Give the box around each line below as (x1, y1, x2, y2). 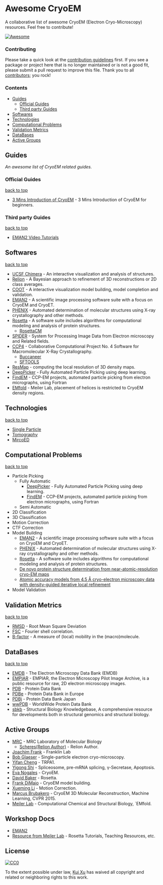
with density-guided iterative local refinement (19, 582, 111, 588)
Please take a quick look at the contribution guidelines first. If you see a (5, 57, 148, 63)
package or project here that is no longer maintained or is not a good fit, (5, 62, 149, 68)
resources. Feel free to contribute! (5, 24, 73, 30)
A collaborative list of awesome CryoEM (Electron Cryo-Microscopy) (5, 19, 143, 25)
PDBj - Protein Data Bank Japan (12, 696, 76, 701)
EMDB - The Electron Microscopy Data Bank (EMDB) (12, 670, 118, 676)
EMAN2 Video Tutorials (12, 234, 59, 240)
